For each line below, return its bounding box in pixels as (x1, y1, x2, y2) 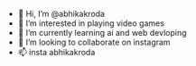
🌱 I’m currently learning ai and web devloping (17, 28, 187, 37)
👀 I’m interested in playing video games (17, 18, 165, 29)
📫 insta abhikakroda (17, 47, 96, 57)
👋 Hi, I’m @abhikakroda (17, 9, 106, 19)
